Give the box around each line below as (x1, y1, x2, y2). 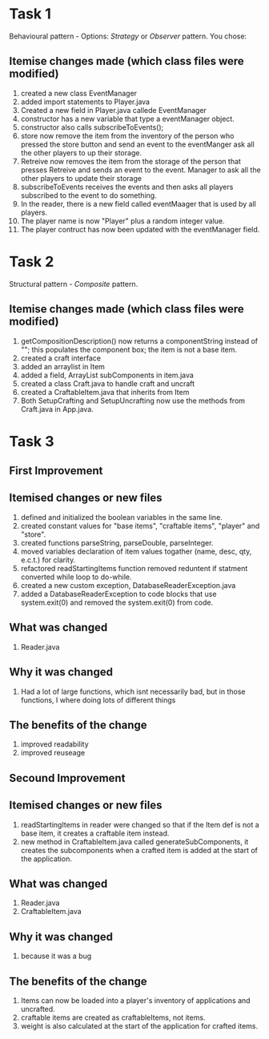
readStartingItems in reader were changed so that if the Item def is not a (20, 820, 259, 829)
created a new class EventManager (20, 88, 138, 98)
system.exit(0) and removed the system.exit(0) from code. (20, 598, 214, 607)
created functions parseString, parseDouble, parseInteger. (20, 538, 214, 547)
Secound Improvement (9, 771, 126, 785)
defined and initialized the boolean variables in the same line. (20, 512, 223, 522)
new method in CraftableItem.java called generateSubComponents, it (20, 836, 249, 846)
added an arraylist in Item (20, 361, 105, 371)
